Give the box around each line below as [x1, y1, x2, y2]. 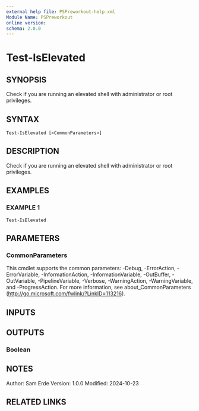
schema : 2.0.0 [6, 25, 42, 32]
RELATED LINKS [6, 397, 67, 407]
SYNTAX [6, 114, 40, 124]
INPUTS [6, 307, 36, 317]
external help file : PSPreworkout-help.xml [6, 8, 116, 15]
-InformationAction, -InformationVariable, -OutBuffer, [41, 271, 171, 278]
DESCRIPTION [6, 146, 59, 156]
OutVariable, [6, 277, 37, 285]
